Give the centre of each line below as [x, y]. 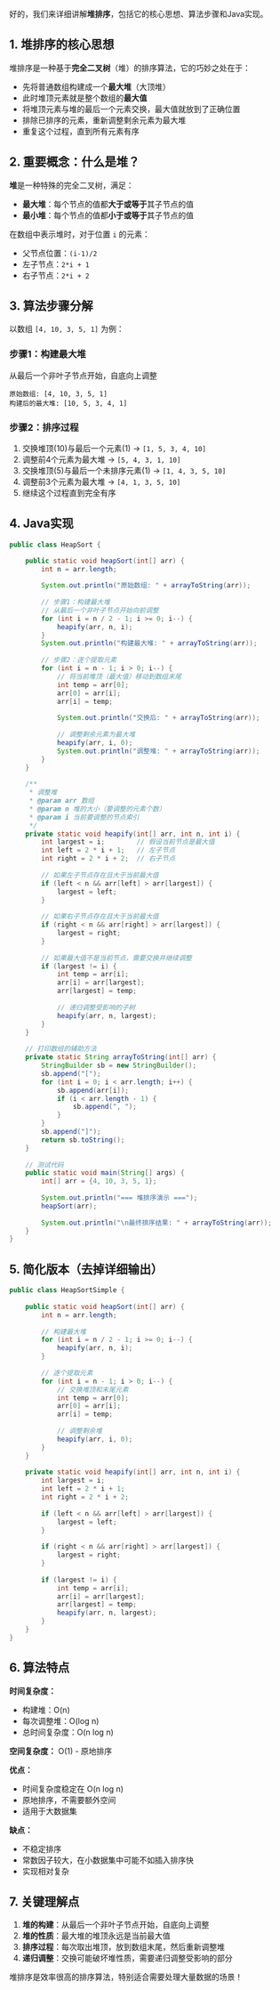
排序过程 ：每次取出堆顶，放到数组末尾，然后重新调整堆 [123, 1947]
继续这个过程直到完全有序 [69, 493]
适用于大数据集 [49, 1811]
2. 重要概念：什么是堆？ [75, 162]
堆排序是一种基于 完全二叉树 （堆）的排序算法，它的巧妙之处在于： [130, 68]
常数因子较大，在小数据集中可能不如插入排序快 [108, 1860]
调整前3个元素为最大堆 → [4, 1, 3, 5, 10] [101, 482]
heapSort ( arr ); [69, 1206]
